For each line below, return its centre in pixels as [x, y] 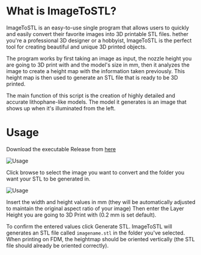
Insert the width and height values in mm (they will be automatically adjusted [101, 202]
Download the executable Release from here [61, 149]
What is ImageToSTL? [61, 11]
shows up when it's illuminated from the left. [61, 108]
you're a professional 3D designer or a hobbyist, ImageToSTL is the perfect [99, 40]
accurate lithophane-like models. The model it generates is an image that [97, 102]
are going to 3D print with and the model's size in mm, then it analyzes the [98, 65]
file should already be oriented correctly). [58, 245]
